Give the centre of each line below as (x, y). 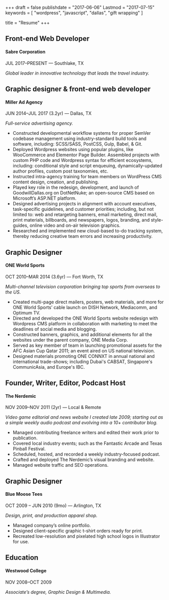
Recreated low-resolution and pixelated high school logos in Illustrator (86, 536)
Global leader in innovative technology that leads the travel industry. (77, 73)
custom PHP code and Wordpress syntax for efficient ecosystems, (83, 160)
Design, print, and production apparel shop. (52, 515)
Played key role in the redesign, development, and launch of (76, 187)
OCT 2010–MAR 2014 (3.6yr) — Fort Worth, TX (54, 277)
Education (22, 558)
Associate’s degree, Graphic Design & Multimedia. (58, 592)
